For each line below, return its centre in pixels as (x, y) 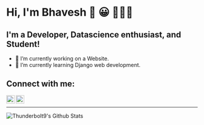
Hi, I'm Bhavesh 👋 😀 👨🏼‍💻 (70, 12)
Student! (23, 44)
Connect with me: (41, 84)
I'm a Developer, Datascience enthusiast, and (94, 35)
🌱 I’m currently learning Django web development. (78, 65)
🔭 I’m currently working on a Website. (62, 59)
